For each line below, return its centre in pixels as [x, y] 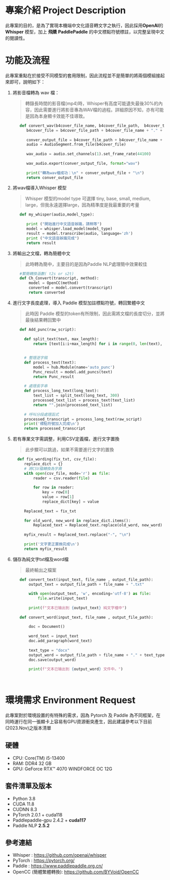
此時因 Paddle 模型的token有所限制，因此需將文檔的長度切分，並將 [95, 313]
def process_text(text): [50, 363]
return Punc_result [54, 377]
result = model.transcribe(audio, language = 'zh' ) [79, 233]
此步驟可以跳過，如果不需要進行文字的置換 [70, 450]
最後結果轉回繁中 [43, 320]
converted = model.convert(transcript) [71, 288]
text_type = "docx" [49, 650]
